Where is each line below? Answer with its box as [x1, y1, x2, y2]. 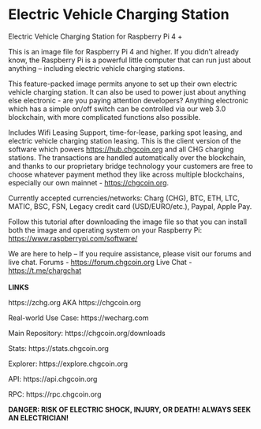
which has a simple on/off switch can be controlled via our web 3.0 [8, 104, 226, 114]
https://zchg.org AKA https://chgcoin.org [8, 297, 142, 307]
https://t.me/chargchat [8, 266, 82, 275]
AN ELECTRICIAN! [8, 412, 69, 423]
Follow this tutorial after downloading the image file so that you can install [8, 217, 247, 226]
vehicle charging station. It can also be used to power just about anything [8, 87, 247, 96]
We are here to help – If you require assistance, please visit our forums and [8, 248, 252, 258]
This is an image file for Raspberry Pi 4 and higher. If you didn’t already [8, 47, 239, 56]
